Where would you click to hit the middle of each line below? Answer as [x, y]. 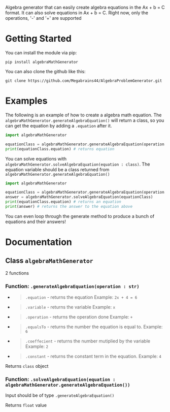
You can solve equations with [36, 159]
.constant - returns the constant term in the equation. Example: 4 [93, 356]
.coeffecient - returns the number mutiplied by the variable [88, 341]
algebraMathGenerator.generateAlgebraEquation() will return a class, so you [85, 120]
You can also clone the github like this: [45, 71]
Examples [26, 101]
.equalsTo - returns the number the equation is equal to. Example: [94, 327]
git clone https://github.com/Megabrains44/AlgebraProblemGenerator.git [84, 81]
